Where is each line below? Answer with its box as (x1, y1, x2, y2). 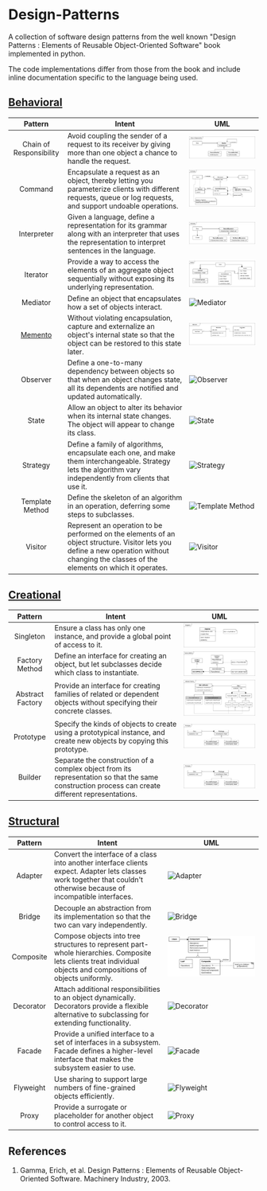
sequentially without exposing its (67, 274, 175, 283)
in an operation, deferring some (67, 501, 171, 510)
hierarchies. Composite (75, 947, 152, 957)
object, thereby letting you (67, 175, 153, 185)
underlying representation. (67, 283, 155, 292)
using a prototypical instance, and (54, 728, 165, 737)
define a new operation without (67, 546, 169, 555)
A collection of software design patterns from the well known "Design (8, 32, 236, 41)
